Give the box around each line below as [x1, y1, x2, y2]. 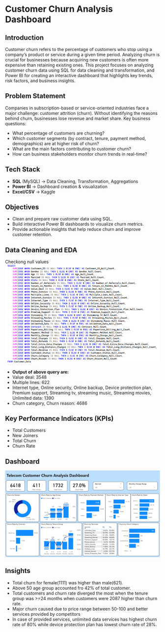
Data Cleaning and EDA [5, 246, 78, 254]
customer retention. [12, 232, 53, 238]
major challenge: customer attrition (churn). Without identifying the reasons [5, 110, 158, 116]
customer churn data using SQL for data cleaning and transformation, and [5, 67, 155, 73]
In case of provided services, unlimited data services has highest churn [12, 616, 157, 622]
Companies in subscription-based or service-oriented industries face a [5, 105, 149, 111]
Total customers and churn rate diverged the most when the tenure [12, 590, 148, 596]
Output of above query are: [12, 369, 69, 375]
